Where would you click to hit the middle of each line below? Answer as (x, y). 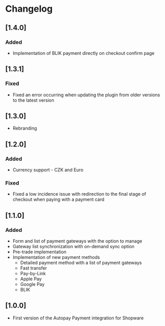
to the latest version (33, 100)
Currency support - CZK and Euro (48, 170)
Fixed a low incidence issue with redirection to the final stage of (79, 194)
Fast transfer (34, 268)
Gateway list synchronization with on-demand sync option (73, 247)
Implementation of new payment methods (56, 257)
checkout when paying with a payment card (58, 199)
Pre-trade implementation (40, 252)
